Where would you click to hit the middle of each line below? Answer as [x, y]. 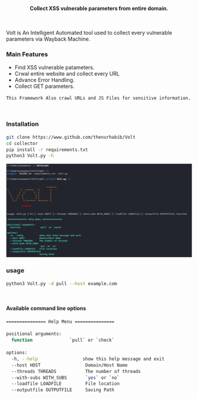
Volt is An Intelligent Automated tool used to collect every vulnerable [89, 33]
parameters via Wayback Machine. [48, 39]
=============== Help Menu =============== [60, 322]
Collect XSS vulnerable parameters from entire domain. [99, 8]
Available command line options [46, 308]
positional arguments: [34, 334]
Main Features [27, 54]
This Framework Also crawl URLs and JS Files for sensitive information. [99, 98]
